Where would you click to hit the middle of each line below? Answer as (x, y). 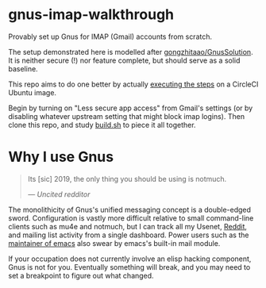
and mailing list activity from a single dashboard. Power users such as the (129, 235)
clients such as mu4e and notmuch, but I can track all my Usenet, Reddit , (128, 226)
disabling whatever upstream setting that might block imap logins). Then (126, 116)
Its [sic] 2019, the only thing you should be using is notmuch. (127, 179)
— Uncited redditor (59, 194)
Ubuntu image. (33, 92)
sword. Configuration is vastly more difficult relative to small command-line (131, 218)
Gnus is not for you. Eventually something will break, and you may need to (129, 267)
